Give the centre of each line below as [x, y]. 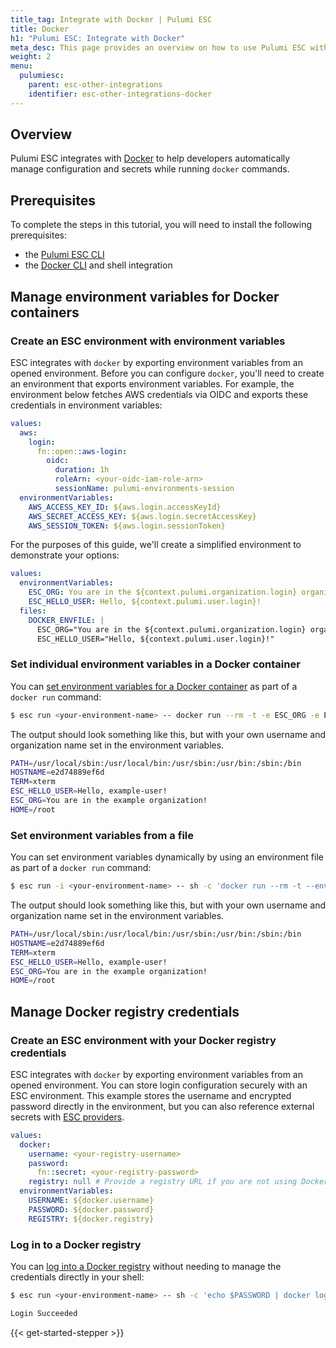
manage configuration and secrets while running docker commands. [150, 169]
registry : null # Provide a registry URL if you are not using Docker [178, 1182]
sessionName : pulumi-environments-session [144, 489]
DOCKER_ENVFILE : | [66, 620]
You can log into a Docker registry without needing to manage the [146, 1267]
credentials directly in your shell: [77, 1277]
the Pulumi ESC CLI [64, 255]
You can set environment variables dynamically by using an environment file [167, 857]
